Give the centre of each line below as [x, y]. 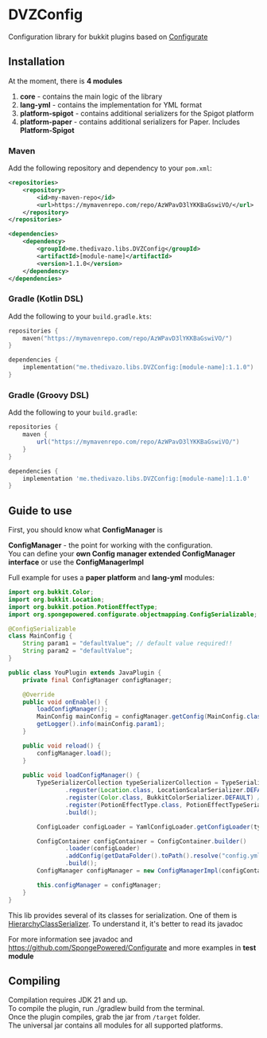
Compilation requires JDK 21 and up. [68, 1000]
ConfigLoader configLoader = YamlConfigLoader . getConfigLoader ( [145, 827]
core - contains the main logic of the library [91, 96]
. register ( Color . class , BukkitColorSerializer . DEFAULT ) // [164, 798]
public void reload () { [62, 746]
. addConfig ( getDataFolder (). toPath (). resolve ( [143, 856]
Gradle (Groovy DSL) [49, 395]
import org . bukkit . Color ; [51, 592]
